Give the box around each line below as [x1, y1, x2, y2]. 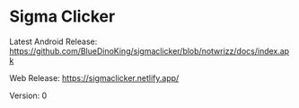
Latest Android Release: [9, 36, 98, 47]
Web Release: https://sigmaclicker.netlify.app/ [9, 72, 180, 83]
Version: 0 [9, 90, 48, 101]
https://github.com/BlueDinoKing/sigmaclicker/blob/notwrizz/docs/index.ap [9, 45, 290, 56]
